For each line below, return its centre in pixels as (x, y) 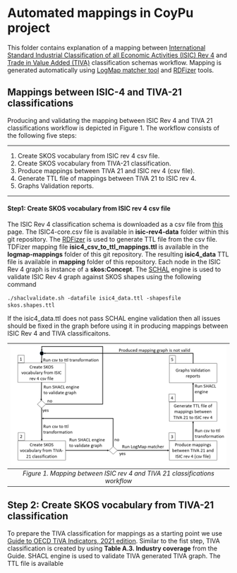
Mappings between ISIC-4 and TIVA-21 (95, 92)
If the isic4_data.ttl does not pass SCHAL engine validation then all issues (114, 318)
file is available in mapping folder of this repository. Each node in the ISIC (114, 261)
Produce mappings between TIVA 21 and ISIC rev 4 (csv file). (106, 170)
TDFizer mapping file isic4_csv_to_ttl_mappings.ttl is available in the (108, 247)
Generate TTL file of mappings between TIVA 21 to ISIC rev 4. (107, 178)
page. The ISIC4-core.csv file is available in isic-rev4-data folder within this (118, 232)
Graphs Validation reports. (55, 186)
